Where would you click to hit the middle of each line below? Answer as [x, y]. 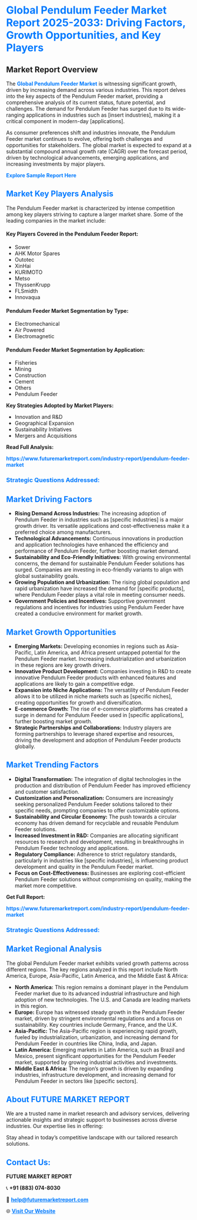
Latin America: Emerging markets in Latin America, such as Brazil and [100, 1050]
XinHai [23, 266]
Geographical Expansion [44, 423]
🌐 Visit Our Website [31, 1211]
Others [23, 388]
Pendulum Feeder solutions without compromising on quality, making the [103, 879]
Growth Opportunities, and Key [84, 35]
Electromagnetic [34, 336]
